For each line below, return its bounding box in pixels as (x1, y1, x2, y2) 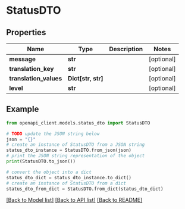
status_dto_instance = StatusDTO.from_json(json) (6, 147, 132, 154)
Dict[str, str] (67, 74, 104, 82)
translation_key (9, 65, 54, 73)
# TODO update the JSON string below (6, 130, 100, 137)
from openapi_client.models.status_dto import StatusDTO (6, 120, 150, 126)
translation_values (9, 74, 62, 82)
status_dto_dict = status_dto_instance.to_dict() (6, 174, 132, 180)
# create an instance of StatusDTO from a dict (6, 180, 127, 186)
